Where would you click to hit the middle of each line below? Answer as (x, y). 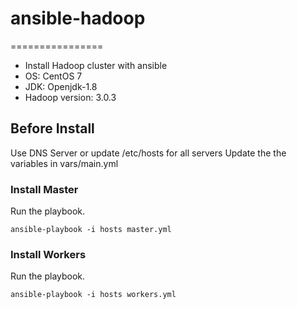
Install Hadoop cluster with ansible (96, 65)
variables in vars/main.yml (64, 163)
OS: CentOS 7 (53, 76)
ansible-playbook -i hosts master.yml (91, 230)
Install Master (44, 189)
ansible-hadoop (78, 18)
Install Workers (48, 254)
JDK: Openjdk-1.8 (61, 86)
